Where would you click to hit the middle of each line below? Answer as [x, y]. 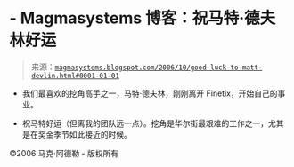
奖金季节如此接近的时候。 [85, 134]
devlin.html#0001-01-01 [75, 76]
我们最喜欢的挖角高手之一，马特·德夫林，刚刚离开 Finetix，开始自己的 [150, 93]
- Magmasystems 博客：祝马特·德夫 [143, 18]
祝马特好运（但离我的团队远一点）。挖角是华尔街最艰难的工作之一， [145, 123]
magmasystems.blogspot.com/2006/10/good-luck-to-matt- [159, 68]
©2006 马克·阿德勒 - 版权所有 [64, 153]
